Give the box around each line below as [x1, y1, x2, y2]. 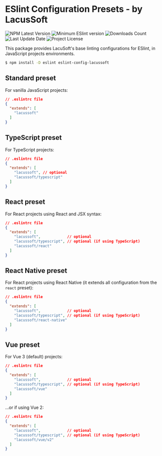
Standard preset [5, 74, 56, 82]
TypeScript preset [5, 133, 62, 142]
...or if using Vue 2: [5, 404, 44, 410]
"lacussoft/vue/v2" [14, 437, 54, 442]
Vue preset [5, 340, 40, 349]
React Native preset [5, 266, 68, 275]
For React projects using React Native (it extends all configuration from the [5, 279, 157, 286]
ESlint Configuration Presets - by [5, 3, 143, 15]
